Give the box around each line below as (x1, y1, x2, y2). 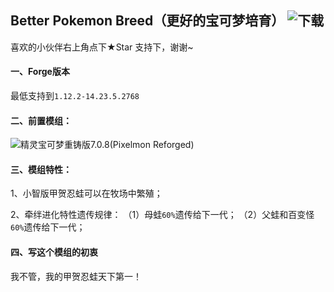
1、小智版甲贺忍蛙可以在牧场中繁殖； (10, 187, 163, 200)
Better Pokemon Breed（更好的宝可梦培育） (10, 12, 285, 30)
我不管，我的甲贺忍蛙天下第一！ (10, 270, 142, 282)
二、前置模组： (10, 114, 72, 126)
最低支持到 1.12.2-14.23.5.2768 (10, 90, 140, 102)
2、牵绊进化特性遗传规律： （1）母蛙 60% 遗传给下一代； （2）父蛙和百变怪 (10, 209, 315, 221)
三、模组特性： (10, 163, 72, 175)
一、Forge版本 (10, 66, 70, 78)
